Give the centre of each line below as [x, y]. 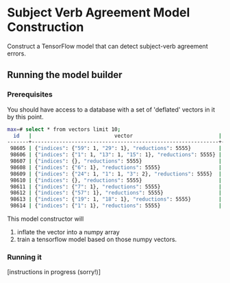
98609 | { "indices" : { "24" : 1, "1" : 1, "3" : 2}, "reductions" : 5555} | [116, 174]
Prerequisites [30, 95]
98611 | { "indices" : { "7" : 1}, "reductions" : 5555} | [116, 186]
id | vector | [118, 136]
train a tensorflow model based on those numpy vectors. [97, 239]
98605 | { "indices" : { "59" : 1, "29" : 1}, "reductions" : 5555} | [116, 149]
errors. [16, 53]
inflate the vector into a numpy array [68, 232]
